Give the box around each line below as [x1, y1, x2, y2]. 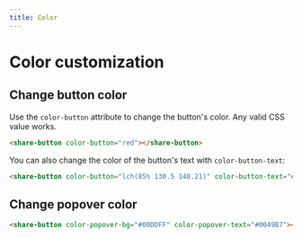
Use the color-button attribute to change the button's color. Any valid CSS [9, 111, 286, 122]
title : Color [9, 13, 58, 22]
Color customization [9, 51, 164, 72]
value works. [9, 120, 57, 131]
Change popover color [9, 197, 138, 212]
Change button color [9, 87, 128, 103]
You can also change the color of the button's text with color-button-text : [9, 154, 286, 165]
